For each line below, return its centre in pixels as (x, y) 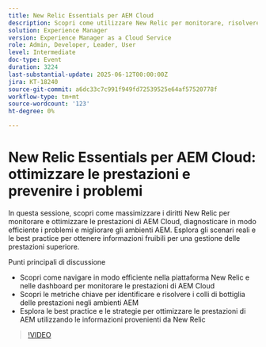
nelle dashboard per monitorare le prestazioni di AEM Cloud (117, 285)
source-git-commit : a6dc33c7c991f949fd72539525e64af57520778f (113, 89)
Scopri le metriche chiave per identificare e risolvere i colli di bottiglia (132, 294)
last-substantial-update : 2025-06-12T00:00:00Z (88, 74)
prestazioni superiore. (44, 246)
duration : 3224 (33, 67)
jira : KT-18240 (33, 82)
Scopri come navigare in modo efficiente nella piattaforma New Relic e (135, 277)
